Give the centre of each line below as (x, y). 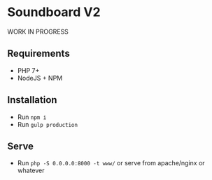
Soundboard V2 (54, 12)
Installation (32, 100)
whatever (31, 171)
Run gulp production (48, 124)
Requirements (38, 54)
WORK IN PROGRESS (38, 32)
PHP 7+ (28, 70)
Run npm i (32, 117)
